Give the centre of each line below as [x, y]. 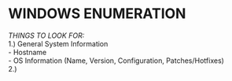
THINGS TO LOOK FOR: [46, 35]
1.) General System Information [58, 43]
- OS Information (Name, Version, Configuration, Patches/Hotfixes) [116, 61]
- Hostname [28, 52]
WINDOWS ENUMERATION [97, 14]
